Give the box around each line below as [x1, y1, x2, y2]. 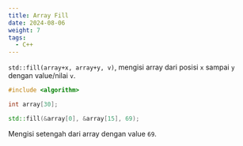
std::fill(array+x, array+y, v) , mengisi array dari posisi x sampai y [8, 62, 235, 72]
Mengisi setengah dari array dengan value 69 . [8, 129, 157, 138]
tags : [8, 33, 26, 42]
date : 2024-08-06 [8, 19, 66, 27]
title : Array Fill [8, 11, 69, 20]
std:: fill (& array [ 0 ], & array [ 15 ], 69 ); [8, 114, 140, 122]
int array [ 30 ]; [8, 100, 59, 108]
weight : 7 [8, 26, 41, 34]
